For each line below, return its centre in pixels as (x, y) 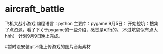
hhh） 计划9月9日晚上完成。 (34, 36)
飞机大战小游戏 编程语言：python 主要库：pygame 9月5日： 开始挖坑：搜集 (82, 23)
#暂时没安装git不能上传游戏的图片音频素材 (48, 46)
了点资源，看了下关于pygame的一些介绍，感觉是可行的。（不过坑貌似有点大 (81, 29)
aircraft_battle (35, 9)
